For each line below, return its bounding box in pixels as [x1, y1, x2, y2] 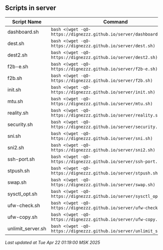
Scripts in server [5, 4, 57, 12]
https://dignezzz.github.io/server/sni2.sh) [50, 147, 156, 153]
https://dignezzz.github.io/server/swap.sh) [50, 182, 156, 187]
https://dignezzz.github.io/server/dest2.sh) [50, 55, 158, 60]
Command [103, 18, 128, 25]
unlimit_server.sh [7, 225, 47, 232]
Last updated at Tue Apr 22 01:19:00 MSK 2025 [5, 239, 100, 245]
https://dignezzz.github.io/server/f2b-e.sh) [50, 66, 158, 72]
